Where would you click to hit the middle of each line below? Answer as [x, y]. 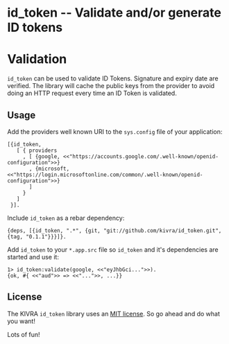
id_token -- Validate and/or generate [114, 13]
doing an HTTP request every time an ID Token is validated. [92, 93]
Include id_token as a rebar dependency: [66, 218]
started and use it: [33, 257]
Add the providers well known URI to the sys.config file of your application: [115, 131]
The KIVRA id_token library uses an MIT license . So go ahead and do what [113, 313]
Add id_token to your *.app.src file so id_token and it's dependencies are [113, 249]
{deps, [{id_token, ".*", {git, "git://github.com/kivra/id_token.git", [114, 230]
